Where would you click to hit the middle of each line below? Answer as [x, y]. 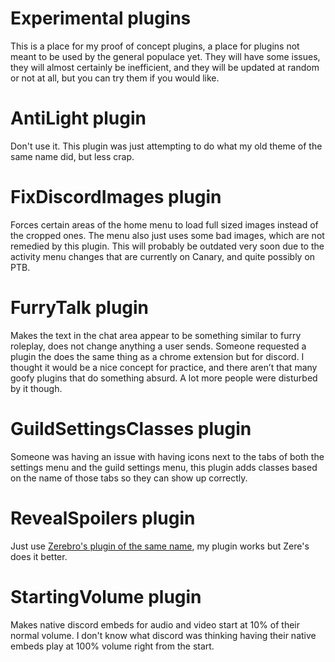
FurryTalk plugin [80, 308]
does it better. [39, 556]
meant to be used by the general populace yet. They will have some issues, [165, 56]
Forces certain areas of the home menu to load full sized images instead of [164, 224]
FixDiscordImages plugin [116, 197]
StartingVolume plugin [106, 596]
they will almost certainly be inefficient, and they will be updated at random [165, 67]
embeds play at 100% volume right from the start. [112, 646]
